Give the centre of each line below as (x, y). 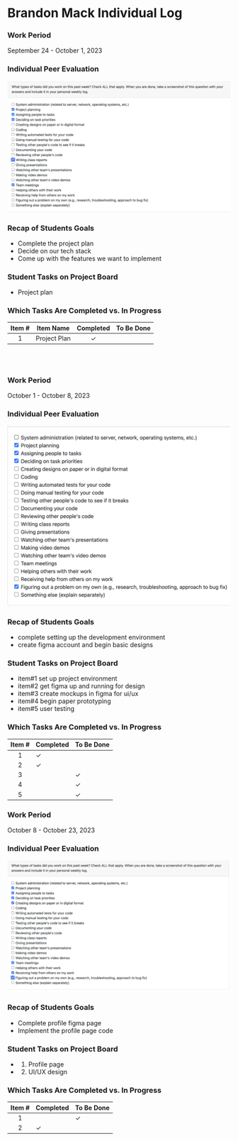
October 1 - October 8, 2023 (49, 396)
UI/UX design (48, 1071)
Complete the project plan (56, 243)
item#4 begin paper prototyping (64, 701)
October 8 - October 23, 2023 (51, 830)
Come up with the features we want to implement (89, 258)
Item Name (53, 328)
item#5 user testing (46, 709)
